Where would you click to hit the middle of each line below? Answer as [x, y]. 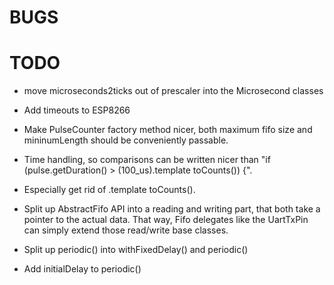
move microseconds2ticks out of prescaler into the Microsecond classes [173, 91]
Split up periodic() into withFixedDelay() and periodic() [136, 250]
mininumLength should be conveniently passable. [126, 140]
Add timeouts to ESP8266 [77, 110]
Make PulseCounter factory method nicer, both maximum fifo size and [168, 130]
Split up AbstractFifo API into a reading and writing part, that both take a [172, 209]
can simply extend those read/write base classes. [126, 230]
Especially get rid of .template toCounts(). [109, 190]
